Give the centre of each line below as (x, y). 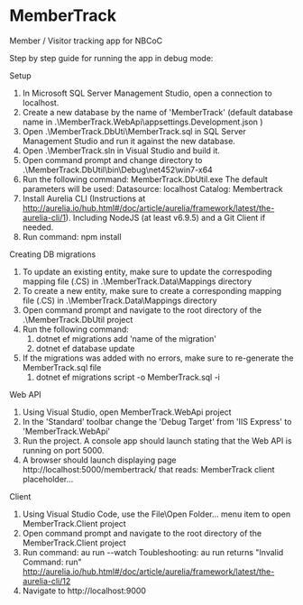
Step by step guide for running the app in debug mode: (111, 58)
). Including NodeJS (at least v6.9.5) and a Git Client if (165, 217)
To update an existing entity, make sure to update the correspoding (147, 271)
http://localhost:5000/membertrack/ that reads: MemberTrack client (148, 469)
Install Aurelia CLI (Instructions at (84, 198)
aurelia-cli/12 (46, 581)
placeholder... (48, 479)
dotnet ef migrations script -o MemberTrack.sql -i (128, 377)
